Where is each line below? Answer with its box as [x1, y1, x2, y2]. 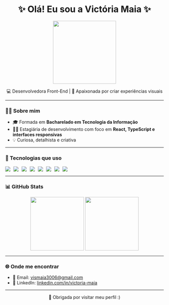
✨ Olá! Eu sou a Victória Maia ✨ [18, 4, 151, 15]
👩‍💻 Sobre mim [5, 107, 40, 114]
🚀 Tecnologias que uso [5, 155, 62, 162]
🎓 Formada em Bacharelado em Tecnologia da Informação [12, 119, 138, 125]
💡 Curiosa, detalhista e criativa [12, 137, 76, 143]
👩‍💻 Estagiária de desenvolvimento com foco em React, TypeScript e [12, 126, 155, 132]
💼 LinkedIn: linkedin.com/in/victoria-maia [12, 280, 98, 286]
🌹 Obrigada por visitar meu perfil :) [48, 294, 121, 300]
